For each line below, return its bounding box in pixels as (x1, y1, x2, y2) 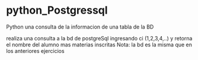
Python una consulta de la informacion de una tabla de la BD (6, 23, 154, 30)
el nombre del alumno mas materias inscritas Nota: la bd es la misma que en (6, 41, 193, 48)
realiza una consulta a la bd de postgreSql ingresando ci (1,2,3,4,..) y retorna (6, 34, 193, 42)
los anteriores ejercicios (6, 47, 65, 54)
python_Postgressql (6, 4, 108, 17)
